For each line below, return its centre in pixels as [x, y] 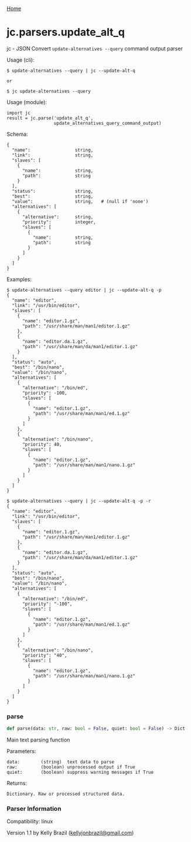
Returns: [17, 783]
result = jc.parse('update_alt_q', [50, 118]
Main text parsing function [38, 740]
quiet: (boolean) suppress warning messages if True [80, 773]
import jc [19, 113]
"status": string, [53, 191]
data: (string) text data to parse [61, 762]
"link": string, [53, 155]
